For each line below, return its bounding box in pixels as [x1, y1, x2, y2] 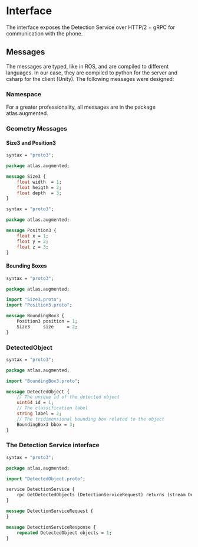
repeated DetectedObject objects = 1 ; [16, 530, 112, 536]
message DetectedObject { [6, 389, 70, 395]
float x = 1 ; [16, 233, 49, 239]
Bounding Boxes [6, 262, 47, 269]
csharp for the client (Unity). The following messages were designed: [6, 75, 174, 82]
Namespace [6, 90, 42, 98]
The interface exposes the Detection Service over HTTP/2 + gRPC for [6, 24, 176, 31]
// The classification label [16, 405, 88, 411]
